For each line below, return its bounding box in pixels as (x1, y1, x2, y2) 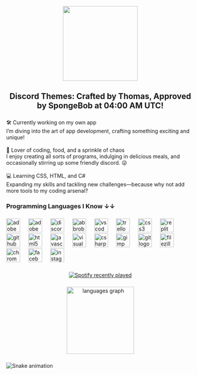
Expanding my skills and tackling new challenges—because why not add (6, 181, 185, 188)
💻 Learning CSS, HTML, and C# (6, 173, 86, 180)
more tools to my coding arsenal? (6, 187, 88, 195)
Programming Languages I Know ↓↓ (6, 202, 115, 211)
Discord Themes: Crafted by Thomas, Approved (9, 91, 192, 102)
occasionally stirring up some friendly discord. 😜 (6, 159, 127, 167)
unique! (6, 134, 25, 141)
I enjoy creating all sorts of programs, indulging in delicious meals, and (6, 153, 180, 160)
